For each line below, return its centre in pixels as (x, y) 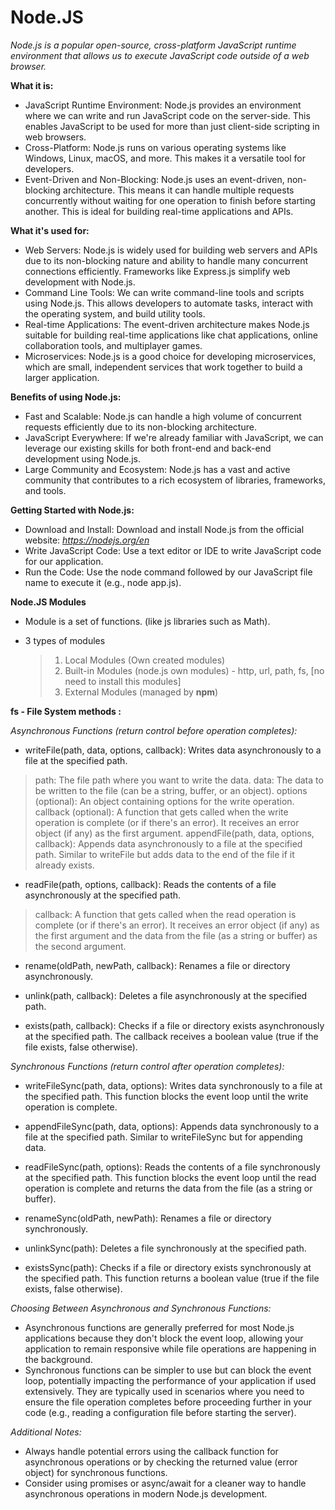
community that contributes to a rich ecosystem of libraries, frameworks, (175, 480)
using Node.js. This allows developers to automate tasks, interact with (169, 303)
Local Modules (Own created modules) (145, 660)
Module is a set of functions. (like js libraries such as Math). (147, 621)
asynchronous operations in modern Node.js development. (146, 1493)
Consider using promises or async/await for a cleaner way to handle (165, 1483)
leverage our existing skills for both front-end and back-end (148, 448)
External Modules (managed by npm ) (141, 692)
